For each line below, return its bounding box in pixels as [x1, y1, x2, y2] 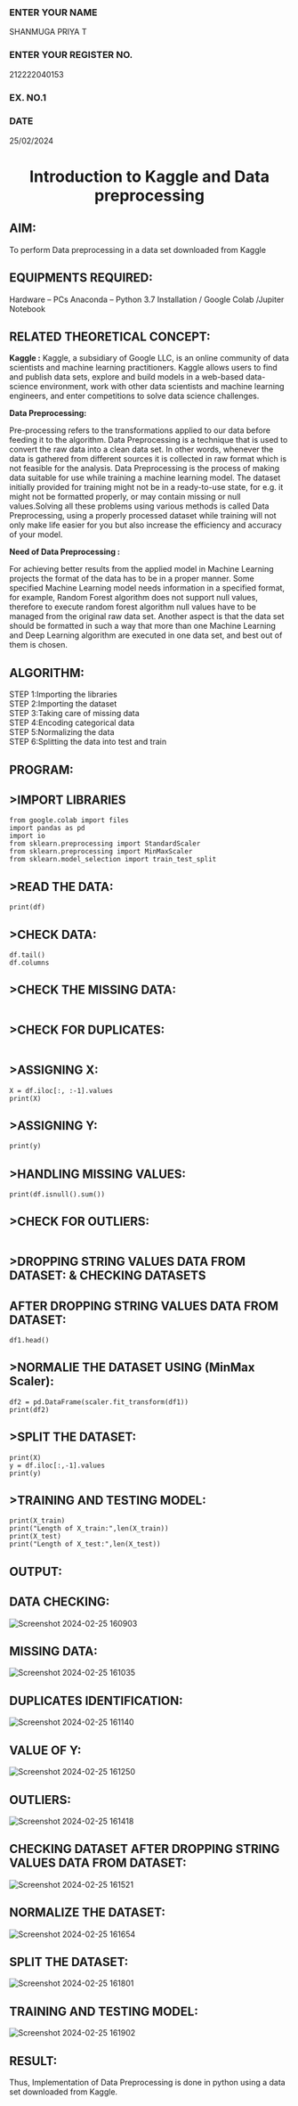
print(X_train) [9, 1516, 66, 1525]
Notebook [9, 303, 46, 314]
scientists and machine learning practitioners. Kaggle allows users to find [9, 363, 278, 373]
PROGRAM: [9, 762, 74, 777]
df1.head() [9, 1336, 50, 1345]
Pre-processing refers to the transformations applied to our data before [9, 425, 271, 436]
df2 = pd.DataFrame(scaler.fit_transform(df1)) [9, 1397, 189, 1407]
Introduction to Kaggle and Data [29, 167, 270, 186]
